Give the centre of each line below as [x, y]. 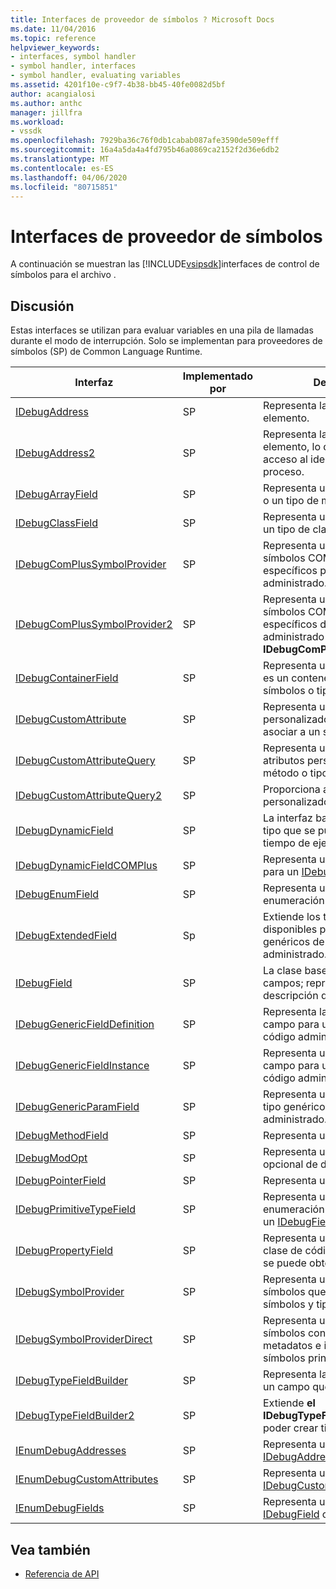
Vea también [50, 1549]
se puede [285, 1263]
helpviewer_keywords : [55, 47]
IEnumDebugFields [60, 1508]
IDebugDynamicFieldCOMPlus [86, 866]
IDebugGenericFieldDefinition [85, 1024]
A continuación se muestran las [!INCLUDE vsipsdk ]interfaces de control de [165, 264]
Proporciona [292, 789]
